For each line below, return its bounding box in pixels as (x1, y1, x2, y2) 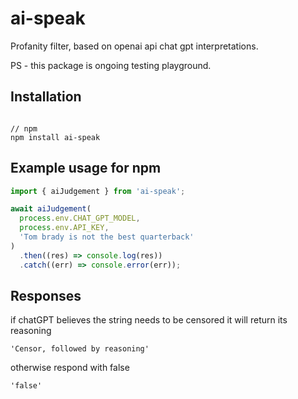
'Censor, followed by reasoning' (10, 344, 150, 354)
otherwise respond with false (10, 362, 130, 374)
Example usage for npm (10, 160, 162, 177)
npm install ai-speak (10, 132, 101, 142)
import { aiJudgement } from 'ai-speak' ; (10, 186, 186, 196)
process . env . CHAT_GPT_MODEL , (19, 213, 141, 224)
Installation (10, 88, 82, 106)
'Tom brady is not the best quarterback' (19, 232, 195, 242)
